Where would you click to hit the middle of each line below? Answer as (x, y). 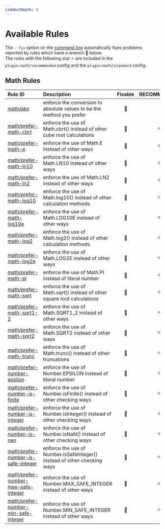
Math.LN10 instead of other (75, 163)
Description (57, 95)
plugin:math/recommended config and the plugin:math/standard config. (76, 65)
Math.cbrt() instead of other (75, 129)
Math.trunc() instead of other (76, 353)
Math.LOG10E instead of (71, 218)
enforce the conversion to (73, 102)
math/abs (18, 109)
